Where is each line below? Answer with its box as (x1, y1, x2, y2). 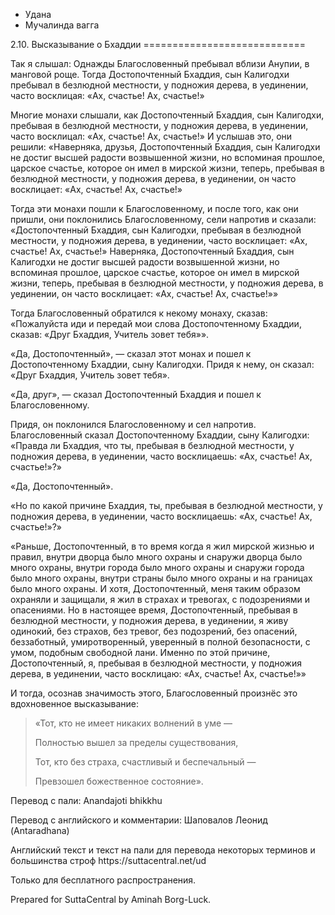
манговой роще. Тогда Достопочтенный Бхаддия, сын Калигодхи (10, 69, 290, 80)
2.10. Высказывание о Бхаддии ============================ (10, 39, 306, 50)
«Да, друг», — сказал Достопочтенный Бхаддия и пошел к (10, 389, 262, 400)
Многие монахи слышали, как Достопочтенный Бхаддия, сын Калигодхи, (10, 109, 325, 121)
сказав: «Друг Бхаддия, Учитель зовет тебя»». (10, 329, 210, 340)
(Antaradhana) (10, 825, 70, 836)
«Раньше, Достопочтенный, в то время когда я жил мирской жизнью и (10, 540, 315, 552)
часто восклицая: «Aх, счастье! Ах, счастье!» (10, 90, 205, 101)
